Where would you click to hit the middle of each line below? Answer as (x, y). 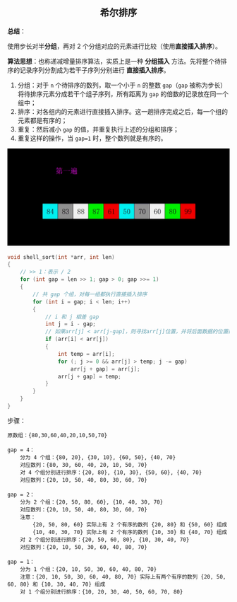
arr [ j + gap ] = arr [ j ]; (105, 369)
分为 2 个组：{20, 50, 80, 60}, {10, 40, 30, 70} (92, 502)
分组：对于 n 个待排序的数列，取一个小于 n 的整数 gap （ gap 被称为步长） (122, 85)
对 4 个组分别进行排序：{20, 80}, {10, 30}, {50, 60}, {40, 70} (111, 473)
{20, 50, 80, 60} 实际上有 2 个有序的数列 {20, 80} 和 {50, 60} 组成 (130, 525)
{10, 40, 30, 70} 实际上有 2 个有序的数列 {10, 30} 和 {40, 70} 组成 (130, 532)
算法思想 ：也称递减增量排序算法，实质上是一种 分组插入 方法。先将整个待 (114, 61)
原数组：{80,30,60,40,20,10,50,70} (57, 435)
